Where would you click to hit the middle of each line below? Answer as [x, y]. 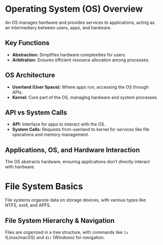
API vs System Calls [36, 112]
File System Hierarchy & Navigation [60, 220]
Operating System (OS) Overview [74, 9]
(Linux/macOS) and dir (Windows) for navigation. [55, 237]
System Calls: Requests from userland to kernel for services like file [81, 130]
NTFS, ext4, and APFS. [28, 205]
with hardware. [20, 167]
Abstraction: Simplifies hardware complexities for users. [69, 55]
